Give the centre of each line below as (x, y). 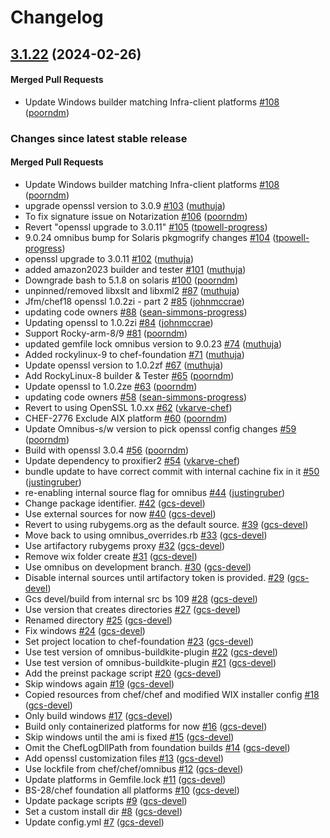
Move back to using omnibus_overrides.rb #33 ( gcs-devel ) (146, 535)
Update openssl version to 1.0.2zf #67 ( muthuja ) (124, 365)
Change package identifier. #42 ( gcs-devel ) (115, 503)
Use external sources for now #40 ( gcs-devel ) (120, 513)
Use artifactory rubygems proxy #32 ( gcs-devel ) (124, 545)
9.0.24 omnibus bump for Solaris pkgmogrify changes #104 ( (150, 237)
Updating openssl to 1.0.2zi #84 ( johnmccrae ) (119, 322)
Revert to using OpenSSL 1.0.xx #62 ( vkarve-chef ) (128, 407)
